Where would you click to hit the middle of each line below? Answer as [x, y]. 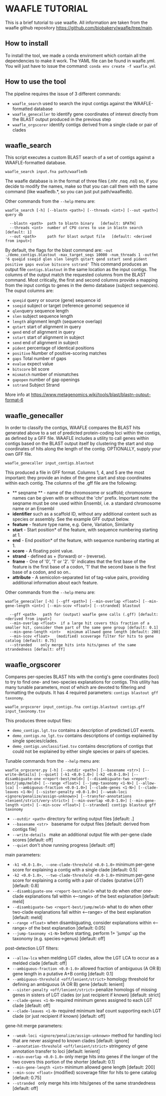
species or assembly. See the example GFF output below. [71, 519]
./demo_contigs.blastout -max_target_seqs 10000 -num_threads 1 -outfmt [82, 255]
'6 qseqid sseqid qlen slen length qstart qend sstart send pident [76, 260]
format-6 [14, 400]
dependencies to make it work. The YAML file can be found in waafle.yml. [80, 61]
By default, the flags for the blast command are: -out [59, 250]
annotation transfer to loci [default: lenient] [56, 1051]
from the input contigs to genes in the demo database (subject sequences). [82, 285]
